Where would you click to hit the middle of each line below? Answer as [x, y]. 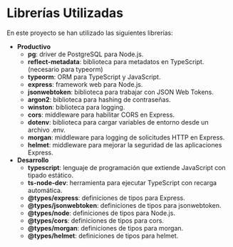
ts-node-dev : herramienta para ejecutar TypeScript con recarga [122, 182]
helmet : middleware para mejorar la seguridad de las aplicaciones [125, 144]
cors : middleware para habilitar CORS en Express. [101, 115]
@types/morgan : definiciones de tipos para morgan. [105, 228]
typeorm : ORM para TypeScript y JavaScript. [94, 77]
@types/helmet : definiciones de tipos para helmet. [103, 236]
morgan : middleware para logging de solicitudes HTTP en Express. [126, 137]
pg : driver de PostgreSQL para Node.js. [86, 54]
